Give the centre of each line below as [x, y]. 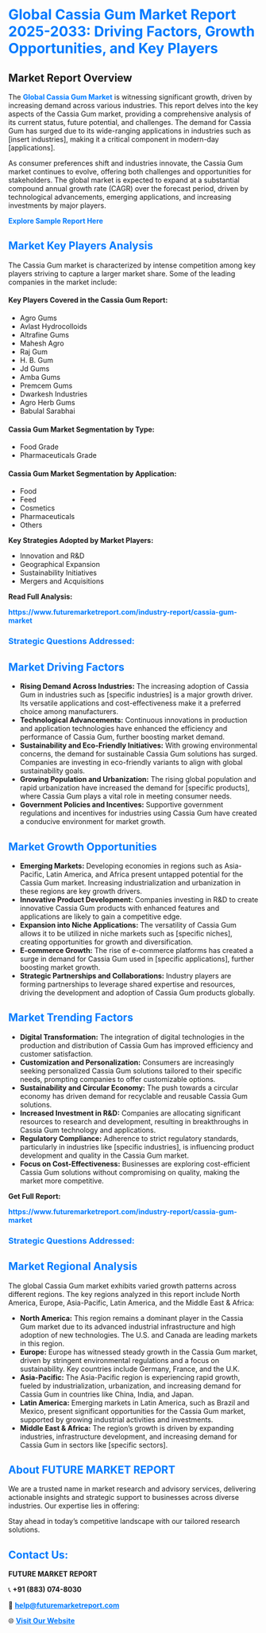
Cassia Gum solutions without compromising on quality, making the [130, 1172]
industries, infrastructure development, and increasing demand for [129, 1436]
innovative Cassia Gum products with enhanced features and [120, 908]
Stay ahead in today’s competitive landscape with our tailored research [124, 1522]
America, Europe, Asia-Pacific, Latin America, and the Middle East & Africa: [131, 1303]
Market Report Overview [70, 78]
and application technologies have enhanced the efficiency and [123, 729]
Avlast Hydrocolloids [53, 326]
